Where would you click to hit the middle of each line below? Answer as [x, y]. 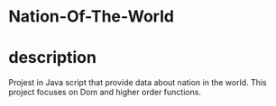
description [52, 58]
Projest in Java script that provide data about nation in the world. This [138, 83]
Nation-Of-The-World [92, 17]
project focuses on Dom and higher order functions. [105, 93]
